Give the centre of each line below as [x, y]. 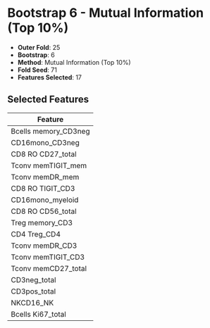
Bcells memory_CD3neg [50, 131]
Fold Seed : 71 [37, 70]
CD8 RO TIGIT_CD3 [43, 188]
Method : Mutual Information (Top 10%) [74, 62]
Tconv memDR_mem [45, 177]
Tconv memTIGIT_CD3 [48, 257]
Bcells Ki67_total [39, 314]
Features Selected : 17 [50, 77]
